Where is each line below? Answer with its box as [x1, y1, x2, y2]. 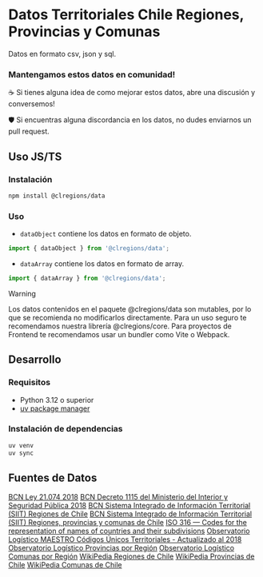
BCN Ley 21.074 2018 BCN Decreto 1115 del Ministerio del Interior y [8, 492, 229, 502]
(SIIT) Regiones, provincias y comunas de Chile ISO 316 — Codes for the [8, 518, 248, 527]
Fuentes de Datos [8, 471, 98, 484]
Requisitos [8, 377, 50, 388]
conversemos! [8, 99, 56, 109]
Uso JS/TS [8, 149, 62, 163]
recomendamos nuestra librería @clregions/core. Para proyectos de [8, 321, 232, 331]
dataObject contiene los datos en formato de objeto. [19, 229, 192, 239]
